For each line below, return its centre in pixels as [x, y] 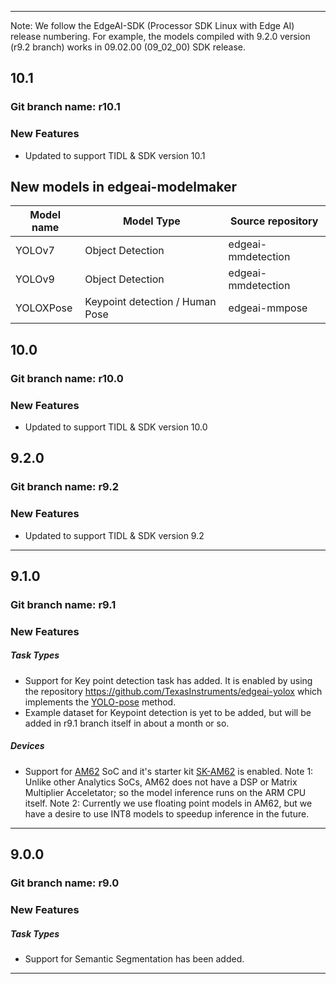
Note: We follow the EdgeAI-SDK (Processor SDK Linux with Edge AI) [152, 25]
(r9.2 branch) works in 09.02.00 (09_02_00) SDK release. [128, 47]
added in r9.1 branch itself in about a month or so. [127, 723]
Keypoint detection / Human [150, 302]
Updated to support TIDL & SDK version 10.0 [116, 427]
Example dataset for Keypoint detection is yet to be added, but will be [168, 712]
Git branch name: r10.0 [67, 378]
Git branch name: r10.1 [65, 107]
